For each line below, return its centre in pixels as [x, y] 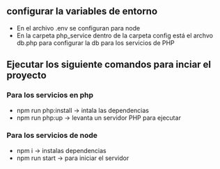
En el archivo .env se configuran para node [78, 28]
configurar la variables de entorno [82, 11]
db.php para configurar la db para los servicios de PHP [95, 43]
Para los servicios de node [52, 136]
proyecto [26, 75]
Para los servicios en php [50, 95]
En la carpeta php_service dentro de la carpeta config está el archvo [115, 35]
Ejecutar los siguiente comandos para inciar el [109, 65]
